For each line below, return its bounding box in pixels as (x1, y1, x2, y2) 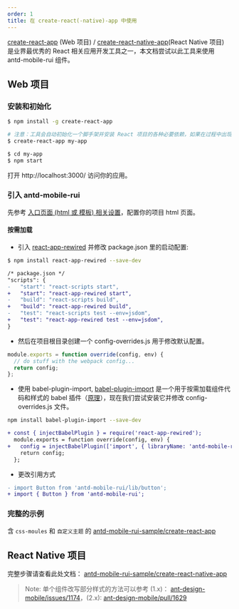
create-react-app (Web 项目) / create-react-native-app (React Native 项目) (7, 37, 225, 46)
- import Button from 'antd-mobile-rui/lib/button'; (7, 484, 167, 491)
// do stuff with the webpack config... (14, 357, 135, 364)
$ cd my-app (7, 150, 43, 158)
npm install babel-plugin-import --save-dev (7, 416, 142, 424)
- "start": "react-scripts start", (7, 283, 119, 290)
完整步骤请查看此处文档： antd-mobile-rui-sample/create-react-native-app (7, 570, 228, 578)
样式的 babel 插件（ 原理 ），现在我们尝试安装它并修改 (30, 394, 185, 402)
